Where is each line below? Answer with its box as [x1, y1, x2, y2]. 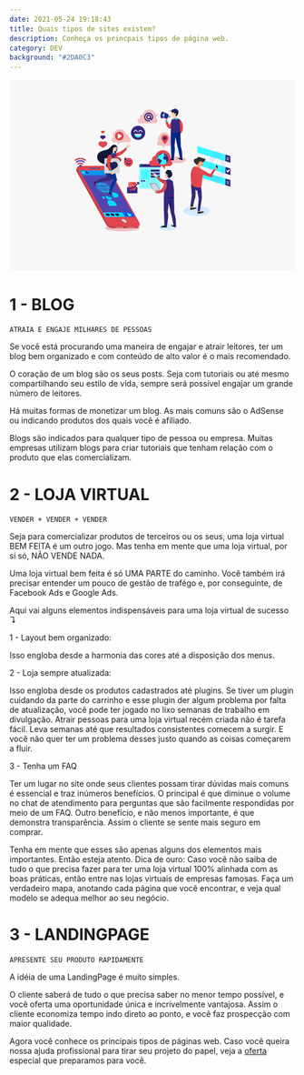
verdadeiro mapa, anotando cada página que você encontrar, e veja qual [9, 883, 281, 894]
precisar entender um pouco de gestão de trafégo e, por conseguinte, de [9, 578, 283, 588]
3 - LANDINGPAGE [9, 924, 150, 945]
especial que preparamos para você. [9, 1055, 147, 1066]
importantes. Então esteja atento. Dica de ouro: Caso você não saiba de [9, 854, 278, 865]
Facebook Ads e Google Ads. [9, 588, 119, 598]
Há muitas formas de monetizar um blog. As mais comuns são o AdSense [9, 406, 284, 417]
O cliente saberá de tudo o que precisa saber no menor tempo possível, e [9, 990, 284, 1000]
